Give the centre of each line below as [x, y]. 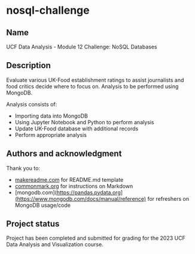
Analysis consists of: [32, 104]
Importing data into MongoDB [51, 116]
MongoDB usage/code [42, 205]
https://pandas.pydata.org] [90, 192]
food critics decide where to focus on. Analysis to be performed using [92, 86]
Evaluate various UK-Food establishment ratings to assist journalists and [95, 80]
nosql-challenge [48, 10]
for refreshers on [168, 198]
